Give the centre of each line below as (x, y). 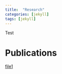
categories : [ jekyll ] (27, 14)
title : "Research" (25, 10)
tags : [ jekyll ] (21, 19)
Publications (31, 53)
